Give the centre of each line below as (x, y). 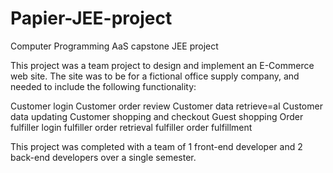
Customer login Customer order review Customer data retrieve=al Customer (166, 106)
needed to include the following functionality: (103, 86)
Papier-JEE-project (91, 18)
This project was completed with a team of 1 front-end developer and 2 (156, 146)
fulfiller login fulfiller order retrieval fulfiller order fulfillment (131, 127)
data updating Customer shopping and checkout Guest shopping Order (157, 116)
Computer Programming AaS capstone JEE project (114, 46)
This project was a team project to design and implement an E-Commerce (162, 65)
